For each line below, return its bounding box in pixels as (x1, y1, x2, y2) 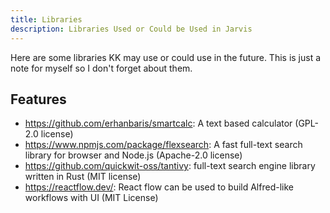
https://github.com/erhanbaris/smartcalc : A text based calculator (24, 117, 293, 130)
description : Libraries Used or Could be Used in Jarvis (10, 24, 253, 34)
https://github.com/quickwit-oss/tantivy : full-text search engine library (24, 160, 316, 172)
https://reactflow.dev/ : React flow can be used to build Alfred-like (24, 181, 294, 193)
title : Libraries (10, 14, 83, 25)
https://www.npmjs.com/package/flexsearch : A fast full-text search (24, 139, 303, 151)
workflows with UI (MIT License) (24, 192, 159, 204)
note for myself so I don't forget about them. (10, 62, 193, 74)
